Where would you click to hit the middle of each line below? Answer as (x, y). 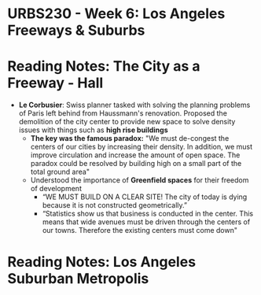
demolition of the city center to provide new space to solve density (127, 122)
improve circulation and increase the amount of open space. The (135, 155)
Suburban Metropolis (78, 279)
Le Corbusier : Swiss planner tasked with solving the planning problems (134, 105)
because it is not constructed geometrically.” (115, 205)
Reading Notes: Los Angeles (102, 262)
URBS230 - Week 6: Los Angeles (116, 14)
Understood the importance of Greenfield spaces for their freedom (140, 180)
